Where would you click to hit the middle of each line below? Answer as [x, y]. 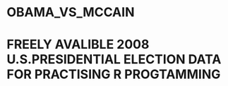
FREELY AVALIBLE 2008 [78, 45]
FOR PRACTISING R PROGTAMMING [114, 74]
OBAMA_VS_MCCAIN [71, 12]
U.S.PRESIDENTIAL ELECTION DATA [114, 60]
